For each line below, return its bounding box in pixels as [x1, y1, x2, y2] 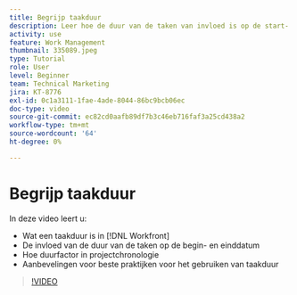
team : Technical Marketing [9, 79, 110, 88]
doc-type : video [9, 104, 70, 113]
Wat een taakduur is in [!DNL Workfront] [21, 230, 170, 241]
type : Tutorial [9, 54, 66, 63]
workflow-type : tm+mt [9, 121, 90, 130]
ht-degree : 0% [9, 137, 62, 146]
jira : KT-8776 [9, 87, 62, 96]
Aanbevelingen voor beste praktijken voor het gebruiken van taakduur [21, 258, 279, 269]
